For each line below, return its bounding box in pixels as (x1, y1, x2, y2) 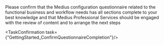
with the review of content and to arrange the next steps (5, 20, 121, 25)
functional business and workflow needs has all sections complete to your (5, 9, 158, 15)
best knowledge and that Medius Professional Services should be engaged (5, 15, 160, 20)
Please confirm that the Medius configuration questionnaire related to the (5, 4, 156, 10)
